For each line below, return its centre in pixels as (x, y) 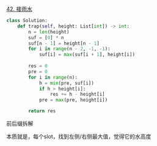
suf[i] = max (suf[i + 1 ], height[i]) (87, 55)
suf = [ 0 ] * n (46, 38)
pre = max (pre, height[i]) (73, 100)
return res (42, 111)
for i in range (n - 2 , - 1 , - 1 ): (70, 49)
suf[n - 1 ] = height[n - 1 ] (64, 43)
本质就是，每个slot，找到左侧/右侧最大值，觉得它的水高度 (79, 137)
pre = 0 (38, 71)
